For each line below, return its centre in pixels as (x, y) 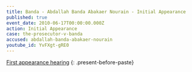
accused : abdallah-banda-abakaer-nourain (60, 40)
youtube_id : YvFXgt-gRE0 (38, 46)
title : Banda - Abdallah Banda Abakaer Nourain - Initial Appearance (96, 12)
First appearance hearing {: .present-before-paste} (70, 62)
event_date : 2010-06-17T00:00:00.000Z (55, 23)
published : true (27, 17)
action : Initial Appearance (42, 28)
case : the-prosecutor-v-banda (45, 34)
